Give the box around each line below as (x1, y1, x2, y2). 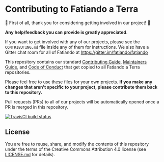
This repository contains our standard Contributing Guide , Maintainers (5, 59, 147, 65)
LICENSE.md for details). (5, 151, 55, 157)
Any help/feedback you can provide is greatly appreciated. (5, 29, 128, 35)
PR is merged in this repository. (5, 104, 69, 110)
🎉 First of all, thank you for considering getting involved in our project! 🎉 (5, 20, 151, 26)
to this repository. (5, 89, 43, 95)
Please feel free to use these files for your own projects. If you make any (5, 79, 153, 85)
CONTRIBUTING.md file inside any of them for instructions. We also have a (5, 44, 149, 50)
